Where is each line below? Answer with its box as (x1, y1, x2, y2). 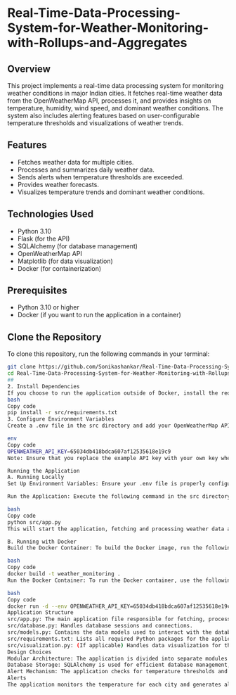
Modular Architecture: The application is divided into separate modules (7, 655, 228, 662)
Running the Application (7, 467, 80, 474)
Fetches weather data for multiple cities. (17, 158, 134, 166)
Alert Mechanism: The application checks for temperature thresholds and (7, 668, 228, 675)
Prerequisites (7, 285, 67, 297)
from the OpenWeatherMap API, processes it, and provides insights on (7, 96, 211, 105)
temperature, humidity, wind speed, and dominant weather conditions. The (7, 104, 223, 112)
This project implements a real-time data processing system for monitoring (7, 82, 224, 89)
